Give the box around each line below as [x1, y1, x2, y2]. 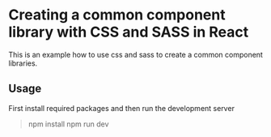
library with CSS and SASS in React [8, 23, 249, 41]
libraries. [8, 58, 38, 68]
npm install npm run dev [28, 119, 109, 129]
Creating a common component [8, 6, 226, 24]
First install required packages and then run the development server [8, 103, 235, 113]
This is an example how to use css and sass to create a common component [8, 49, 263, 59]
